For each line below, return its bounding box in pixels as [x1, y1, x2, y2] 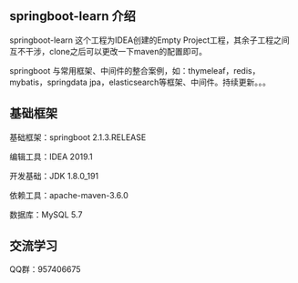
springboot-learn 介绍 [9, 8, 137, 25]
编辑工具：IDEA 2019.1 [9, 151, 93, 162]
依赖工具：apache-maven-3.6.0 [9, 189, 129, 200]
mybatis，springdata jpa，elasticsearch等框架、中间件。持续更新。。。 [9, 76, 272, 87]
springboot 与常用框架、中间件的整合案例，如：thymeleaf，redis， [9, 65, 261, 76]
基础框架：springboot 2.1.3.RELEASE [9, 131, 147, 143]
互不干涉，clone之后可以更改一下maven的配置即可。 [9, 45, 208, 56]
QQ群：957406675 [9, 264, 81, 275]
